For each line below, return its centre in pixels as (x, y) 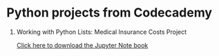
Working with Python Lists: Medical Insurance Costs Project (102, 32)
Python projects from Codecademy (109, 13)
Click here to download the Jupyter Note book (82, 45)
